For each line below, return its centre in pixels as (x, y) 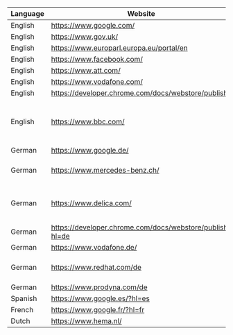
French (22, 310)
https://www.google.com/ (93, 25)
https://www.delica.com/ (91, 203)
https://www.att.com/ (86, 70)
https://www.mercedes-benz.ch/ (105, 170)
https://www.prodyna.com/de (99, 287)
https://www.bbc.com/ (88, 122)
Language (28, 14)
